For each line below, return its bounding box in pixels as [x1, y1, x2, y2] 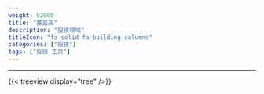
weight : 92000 [8, 11, 55, 20]
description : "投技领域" [8, 26, 85, 34]
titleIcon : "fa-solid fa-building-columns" [8, 33, 153, 42]
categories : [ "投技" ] [8, 41, 77, 49]
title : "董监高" [8, 19, 58, 27]
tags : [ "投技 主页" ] [8, 48, 71, 56]
